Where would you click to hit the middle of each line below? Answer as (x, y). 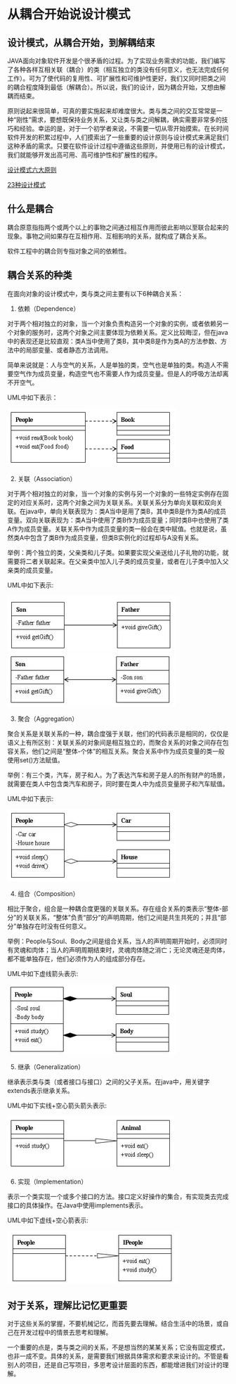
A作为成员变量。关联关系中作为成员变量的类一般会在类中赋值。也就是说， (114, 529)
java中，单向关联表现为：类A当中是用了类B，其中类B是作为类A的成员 (126, 511)
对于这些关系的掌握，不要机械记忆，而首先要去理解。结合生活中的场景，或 (115, 1324)
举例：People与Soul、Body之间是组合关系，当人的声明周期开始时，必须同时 (117, 941)
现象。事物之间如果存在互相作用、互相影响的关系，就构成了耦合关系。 (109, 236)
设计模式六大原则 (32, 170)
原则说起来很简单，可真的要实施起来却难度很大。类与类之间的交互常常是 (112, 111)
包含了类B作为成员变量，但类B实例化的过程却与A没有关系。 (116, 537)
